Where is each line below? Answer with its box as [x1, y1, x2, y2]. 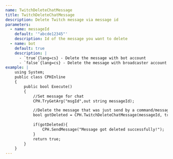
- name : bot [10, 41, 36, 46]
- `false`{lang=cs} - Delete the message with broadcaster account [19, 60, 167, 65]
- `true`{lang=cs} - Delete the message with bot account [19, 55, 146, 61]
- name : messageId [10, 27, 50, 32]
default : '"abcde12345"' [14, 31, 68, 37]
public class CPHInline [14, 75, 66, 80]
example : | [5, 65, 29, 70]
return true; [32, 136, 61, 142]
